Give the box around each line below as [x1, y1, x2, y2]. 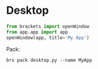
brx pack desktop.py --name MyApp [6, 57, 93, 63]
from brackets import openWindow [6, 23, 90, 29]
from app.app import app [6, 29, 68, 35]
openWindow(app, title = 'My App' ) [6, 34, 90, 41]
